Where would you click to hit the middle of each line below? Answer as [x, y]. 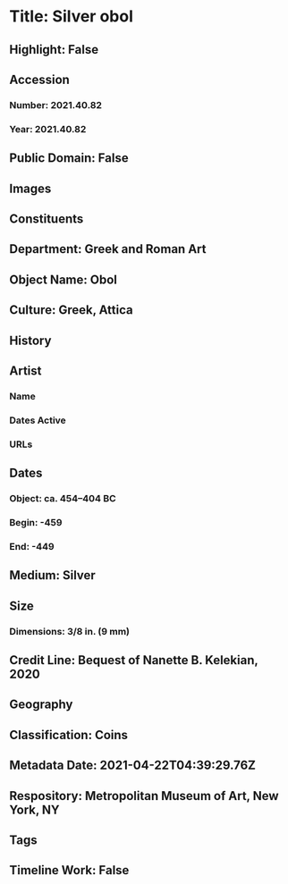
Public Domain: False [69, 158]
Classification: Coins [68, 735]
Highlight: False [54, 50]
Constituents [47, 219]
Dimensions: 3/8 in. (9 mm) [69, 631]
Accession [39, 79]
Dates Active [38, 420]
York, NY [34, 809]
